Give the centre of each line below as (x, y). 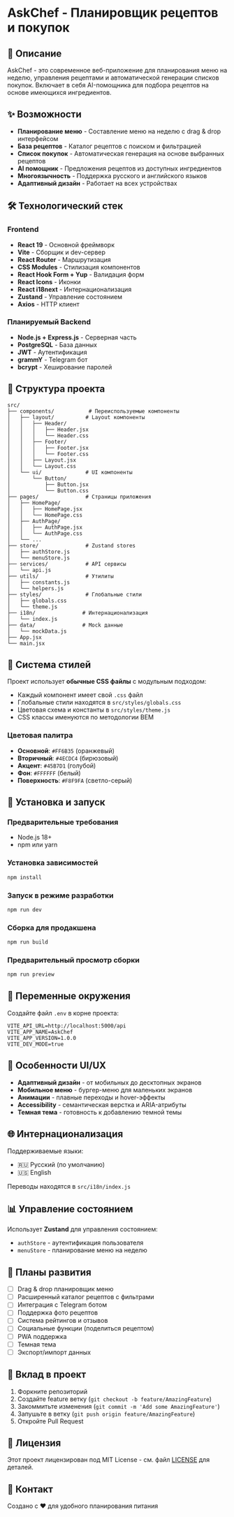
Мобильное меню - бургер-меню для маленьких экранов (105, 1090)
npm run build (28, 942)
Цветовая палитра (40, 735)
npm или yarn (37, 845)
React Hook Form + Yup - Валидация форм (81, 274)
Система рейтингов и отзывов (63, 1321)
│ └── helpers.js (36, 588)
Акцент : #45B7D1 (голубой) (57, 765)
